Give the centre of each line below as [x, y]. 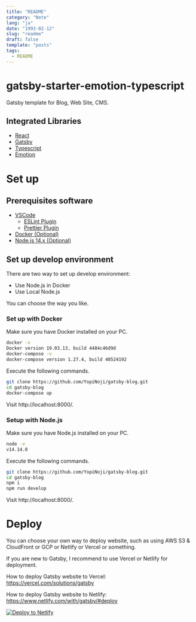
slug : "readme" [25, 34]
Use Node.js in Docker [42, 285]
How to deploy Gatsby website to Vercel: [56, 577]
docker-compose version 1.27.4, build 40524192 [67, 359]
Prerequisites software [50, 201]
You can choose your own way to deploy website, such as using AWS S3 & [98, 541]
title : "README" [26, 12]
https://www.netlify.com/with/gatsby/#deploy [62, 601]
